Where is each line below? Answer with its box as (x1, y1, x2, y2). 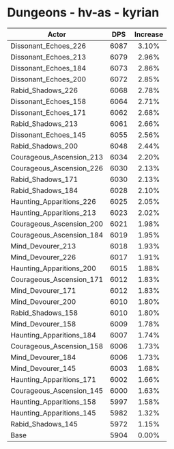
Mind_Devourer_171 (10, 285, 76, 295)
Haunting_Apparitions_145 (10, 408, 97, 418)
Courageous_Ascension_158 (10, 341, 104, 350)
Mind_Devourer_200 (10, 296, 76, 306)
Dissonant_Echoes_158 (10, 97, 87, 106)
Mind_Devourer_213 (10, 241, 76, 251)
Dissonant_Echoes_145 (10, 130, 87, 140)
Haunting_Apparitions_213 (10, 207, 97, 217)
